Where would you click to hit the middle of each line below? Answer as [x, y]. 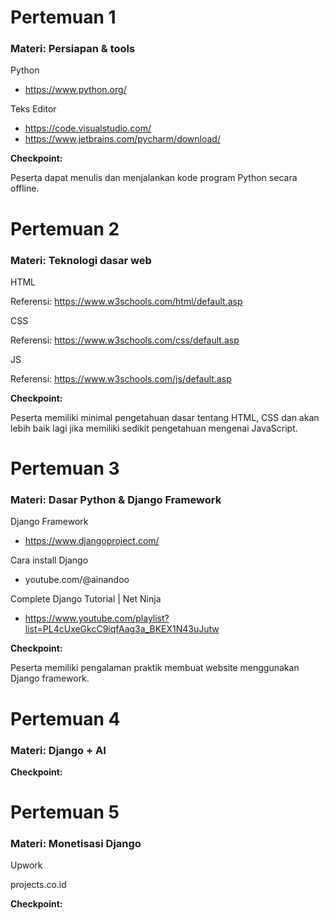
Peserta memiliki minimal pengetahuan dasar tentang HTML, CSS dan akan [165, 417]
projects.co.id [38, 885]
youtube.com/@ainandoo [77, 580]
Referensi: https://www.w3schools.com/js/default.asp [121, 378]
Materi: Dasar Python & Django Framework [116, 500]
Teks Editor [33, 109]
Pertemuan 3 [65, 468]
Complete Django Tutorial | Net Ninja [86, 599]
